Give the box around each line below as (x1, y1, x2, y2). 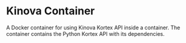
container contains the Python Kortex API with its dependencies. (6, 30, 165, 37)
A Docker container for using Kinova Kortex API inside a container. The (6, 24, 181, 31)
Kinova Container (6, 4, 95, 18)
